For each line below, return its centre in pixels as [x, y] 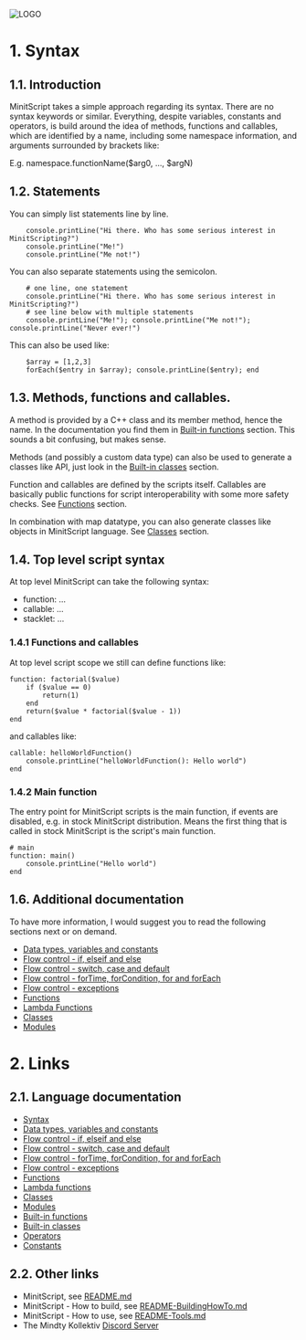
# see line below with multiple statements [110, 312]
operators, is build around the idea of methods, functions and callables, [144, 126]
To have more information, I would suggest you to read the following [138, 922]
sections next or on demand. [63, 931]
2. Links [40, 1064]
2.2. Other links [54, 1274]
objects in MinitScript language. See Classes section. [110, 531]
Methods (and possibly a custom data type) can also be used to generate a [151, 457]
